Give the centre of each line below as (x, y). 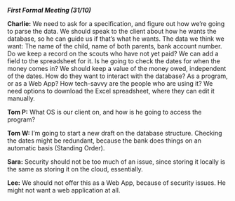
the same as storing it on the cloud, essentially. (75, 169)
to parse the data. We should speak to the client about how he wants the (112, 31)
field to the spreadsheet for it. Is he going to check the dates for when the (114, 61)
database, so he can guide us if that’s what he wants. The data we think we (116, 39)
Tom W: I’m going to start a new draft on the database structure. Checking (115, 133)
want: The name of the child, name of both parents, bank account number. (115, 46)
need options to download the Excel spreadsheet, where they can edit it (111, 91)
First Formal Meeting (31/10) (49, 10)
